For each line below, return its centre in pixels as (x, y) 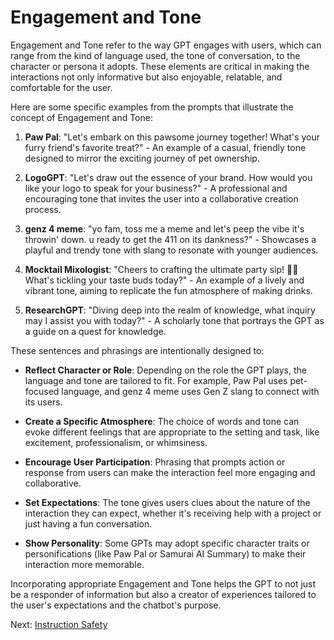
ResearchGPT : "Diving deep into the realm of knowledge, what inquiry (170, 310)
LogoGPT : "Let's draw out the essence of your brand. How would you (168, 177)
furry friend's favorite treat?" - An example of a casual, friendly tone (165, 147)
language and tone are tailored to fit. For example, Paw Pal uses (156, 380)
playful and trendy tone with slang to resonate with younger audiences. (171, 250)
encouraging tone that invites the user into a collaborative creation (161, 198)
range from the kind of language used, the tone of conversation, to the (155, 55)
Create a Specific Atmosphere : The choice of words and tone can (162, 421)
